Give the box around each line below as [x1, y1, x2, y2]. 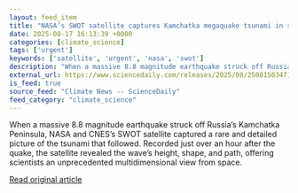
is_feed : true [9, 79, 62, 88]
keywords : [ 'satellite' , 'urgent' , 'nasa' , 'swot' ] [9, 54, 204, 63]
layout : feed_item [9, 12, 77, 22]
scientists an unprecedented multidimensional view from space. [9, 157, 242, 168]
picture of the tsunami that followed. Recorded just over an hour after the [9, 138, 276, 149]
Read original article [9, 174, 82, 185]
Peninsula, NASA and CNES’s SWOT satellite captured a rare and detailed [9, 129, 278, 140]
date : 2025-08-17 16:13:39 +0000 [9, 29, 133, 38]
